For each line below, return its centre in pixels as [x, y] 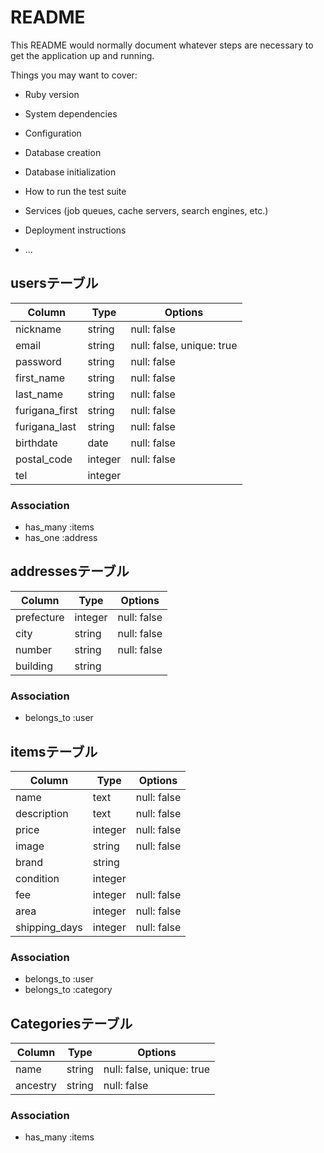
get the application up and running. [82, 55]
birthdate [36, 443]
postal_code [44, 459]
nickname [38, 329]
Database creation [63, 152]
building [34, 666]
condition [37, 878]
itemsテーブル [54, 751]
